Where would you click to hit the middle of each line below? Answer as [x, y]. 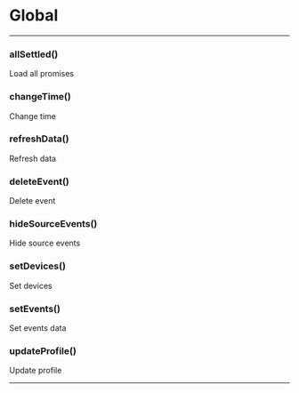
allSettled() [34, 54]
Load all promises [41, 74]
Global [34, 16]
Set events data [38, 328]
